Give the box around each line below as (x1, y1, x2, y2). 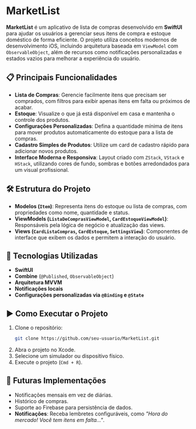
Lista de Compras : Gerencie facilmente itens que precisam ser (14, 91, 167, 98)
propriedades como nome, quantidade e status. (14, 209, 130, 216)
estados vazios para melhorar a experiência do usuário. (6, 55, 141, 62)
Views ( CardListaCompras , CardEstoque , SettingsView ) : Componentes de (14, 228, 188, 235)
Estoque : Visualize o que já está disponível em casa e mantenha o (14, 110, 175, 117)
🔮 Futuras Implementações (6, 375, 107, 386)
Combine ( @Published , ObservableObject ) (14, 272, 114, 280)
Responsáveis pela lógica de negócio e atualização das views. (14, 221, 165, 228)
